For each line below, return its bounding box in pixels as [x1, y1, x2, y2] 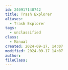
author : [5, 53, 21, 58]
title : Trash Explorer [5, 12, 52, 17]
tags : [5, 26, 16, 31]
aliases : [5, 16, 23, 21]
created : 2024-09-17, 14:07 [5, 44, 64, 49]
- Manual [9, 39, 28, 44]
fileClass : [5, 58, 28, 63]
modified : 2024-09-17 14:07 [5, 48, 64, 53]
